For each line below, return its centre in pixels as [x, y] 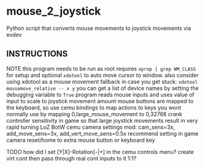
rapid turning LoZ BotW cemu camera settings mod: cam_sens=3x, [91, 127]
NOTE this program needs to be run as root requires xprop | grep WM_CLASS [101, 68]
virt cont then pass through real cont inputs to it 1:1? [71, 158]
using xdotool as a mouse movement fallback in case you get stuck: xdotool [102, 81]
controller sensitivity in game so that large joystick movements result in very [102, 120]
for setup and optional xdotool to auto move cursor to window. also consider [102, 75]
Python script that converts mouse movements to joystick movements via [99, 28]
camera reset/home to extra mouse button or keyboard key [81, 140]
